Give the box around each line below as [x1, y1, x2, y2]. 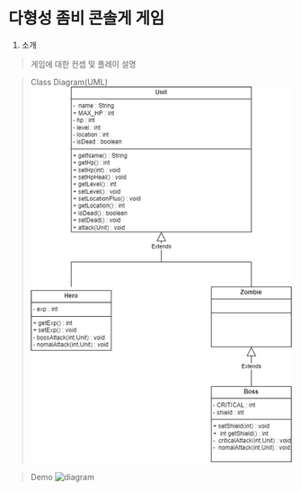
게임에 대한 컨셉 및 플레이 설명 [30, 58, 137, 69]
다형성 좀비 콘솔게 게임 [8, 8, 165, 29]
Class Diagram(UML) [30, 76, 109, 87]
